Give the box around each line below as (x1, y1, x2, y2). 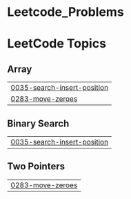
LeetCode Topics (7, 36, 107, 52)
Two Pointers (7, 160, 65, 173)
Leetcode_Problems (7, 4, 124, 20)
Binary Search (7, 117, 70, 129)
